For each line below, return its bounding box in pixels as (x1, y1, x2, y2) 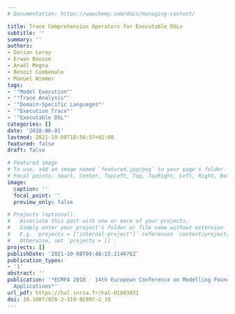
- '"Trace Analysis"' (7, 95, 71, 102)
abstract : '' (7, 270, 45, 277)
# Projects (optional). (7, 211, 77, 218)
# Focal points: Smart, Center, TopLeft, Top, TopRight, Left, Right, (7, 172, 218, 179)
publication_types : (7, 257, 64, 264)
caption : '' (13, 185, 49, 193)
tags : (7, 81, 23, 88)
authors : (7, 43, 33, 50)
